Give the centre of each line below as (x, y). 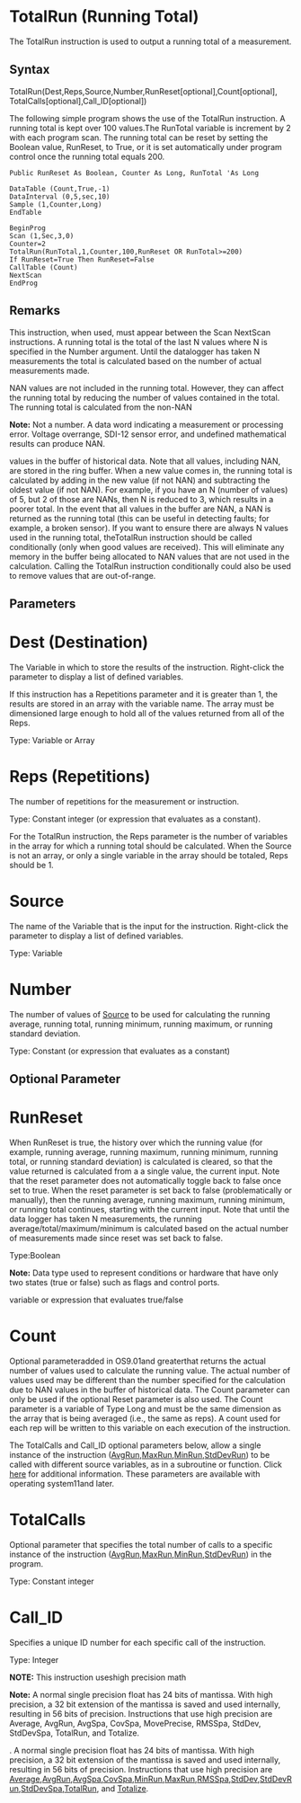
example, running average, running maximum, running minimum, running (144, 1152)
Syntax (30, 70)
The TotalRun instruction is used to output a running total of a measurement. (150, 41)
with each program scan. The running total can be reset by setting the (139, 138)
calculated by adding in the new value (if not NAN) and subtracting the (140, 480)
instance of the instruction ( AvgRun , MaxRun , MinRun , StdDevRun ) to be (140, 1454)
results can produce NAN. (58, 443)
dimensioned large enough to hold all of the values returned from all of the (147, 713)
